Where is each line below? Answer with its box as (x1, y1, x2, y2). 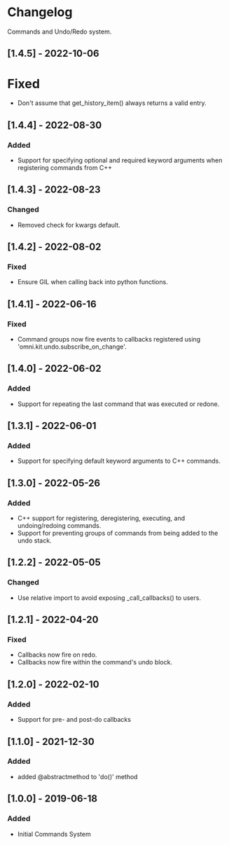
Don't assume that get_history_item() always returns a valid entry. (17, 99, 207, 107)
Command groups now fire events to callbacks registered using (17, 335, 201, 344)
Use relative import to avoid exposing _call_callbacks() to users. (17, 593, 202, 602)
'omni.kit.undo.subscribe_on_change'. (17, 342, 127, 351)
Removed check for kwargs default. (17, 221, 120, 229)
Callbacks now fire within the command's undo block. (17, 658, 173, 666)
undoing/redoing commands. (17, 522, 102, 530)
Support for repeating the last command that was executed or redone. (17, 400, 220, 408)
